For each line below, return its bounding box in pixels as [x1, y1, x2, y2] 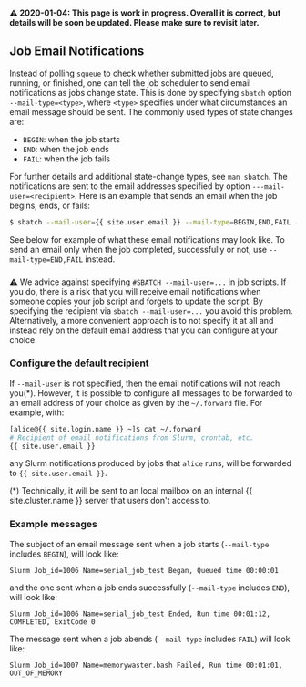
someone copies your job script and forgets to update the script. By [9, 296, 264, 307]
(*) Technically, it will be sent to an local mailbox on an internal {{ [9, 485, 253, 496]
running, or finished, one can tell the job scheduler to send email [9, 77, 251, 88]
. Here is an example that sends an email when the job [74, 190, 278, 201]
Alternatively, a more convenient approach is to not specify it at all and [9, 315, 274, 326]
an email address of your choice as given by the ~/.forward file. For [9, 397, 263, 408]
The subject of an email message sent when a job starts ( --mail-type [9, 538, 270, 549]
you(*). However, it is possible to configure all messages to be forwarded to [9, 387, 293, 399]
